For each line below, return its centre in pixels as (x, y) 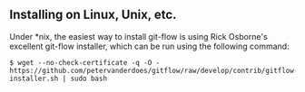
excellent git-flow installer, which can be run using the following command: (149, 46)
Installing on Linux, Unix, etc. (93, 15)
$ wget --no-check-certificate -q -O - (85, 62)
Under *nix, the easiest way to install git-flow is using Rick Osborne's (138, 36)
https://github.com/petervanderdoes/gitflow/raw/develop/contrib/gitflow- (154, 70)
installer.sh (34, 78)
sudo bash (89, 78)
